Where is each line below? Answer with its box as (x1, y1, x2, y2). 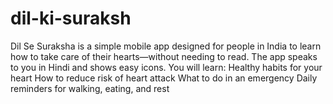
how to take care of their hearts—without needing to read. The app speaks (10, 50, 318, 62)
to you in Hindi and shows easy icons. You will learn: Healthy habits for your (10, 61, 323, 73)
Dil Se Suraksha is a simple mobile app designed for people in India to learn (10, 40, 322, 52)
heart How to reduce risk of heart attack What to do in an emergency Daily (10, 72, 318, 84)
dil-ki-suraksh (10, 7, 132, 30)
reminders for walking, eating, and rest (10, 82, 170, 94)
